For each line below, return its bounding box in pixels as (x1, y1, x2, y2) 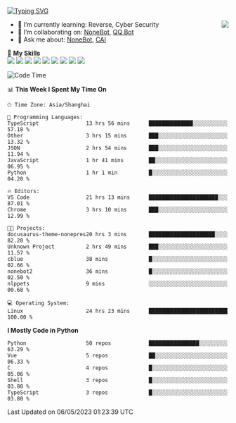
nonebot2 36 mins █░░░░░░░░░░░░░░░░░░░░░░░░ (7, 268, 228, 275)
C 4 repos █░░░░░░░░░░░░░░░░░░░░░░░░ (7, 364, 228, 372)
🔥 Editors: (7, 188, 40, 195)
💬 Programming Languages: (7, 114, 83, 121)
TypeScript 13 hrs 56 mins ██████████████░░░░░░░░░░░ (7, 120, 228, 127)
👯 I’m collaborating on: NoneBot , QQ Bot (17, 28, 134, 36)
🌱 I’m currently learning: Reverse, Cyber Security (17, 20, 159, 28)
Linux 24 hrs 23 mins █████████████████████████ (7, 307, 228, 314)
